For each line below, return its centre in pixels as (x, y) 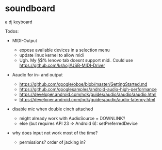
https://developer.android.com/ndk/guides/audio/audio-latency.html (87, 99)
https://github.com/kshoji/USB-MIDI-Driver (62, 65)
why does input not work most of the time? (55, 133)
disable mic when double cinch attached (52, 109)
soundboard (30, 8)
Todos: (12, 31)
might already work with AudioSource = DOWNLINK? (72, 118)
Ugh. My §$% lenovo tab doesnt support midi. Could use (76, 60)
